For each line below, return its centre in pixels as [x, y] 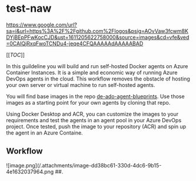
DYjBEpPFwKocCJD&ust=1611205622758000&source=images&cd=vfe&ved [98, 37]
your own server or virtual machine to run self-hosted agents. [81, 85]
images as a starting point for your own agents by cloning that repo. [88, 102]
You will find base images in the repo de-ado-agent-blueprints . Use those [95, 96]
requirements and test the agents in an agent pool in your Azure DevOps [94, 120]
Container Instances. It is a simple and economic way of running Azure [92, 72]
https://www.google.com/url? [42, 25]
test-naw [29, 9]
